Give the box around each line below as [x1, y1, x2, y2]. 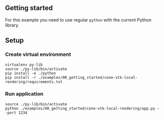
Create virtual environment [5, 51, 71, 58]
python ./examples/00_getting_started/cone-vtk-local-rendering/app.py [5, 106, 155, 111]
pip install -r [5, 75, 36, 80]
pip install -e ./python [5, 71, 56, 75]
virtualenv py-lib [5, 62, 43, 67]
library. [5, 22, 20, 28]
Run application [5, 91, 43, 97]
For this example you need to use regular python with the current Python [5, 17, 152, 23]
